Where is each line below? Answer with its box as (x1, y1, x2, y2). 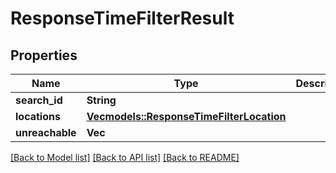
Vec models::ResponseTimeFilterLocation (86, 110, 287, 123)
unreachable (15, 126, 77, 139)
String (86, 93, 117, 107)
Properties (10, 47, 78, 64)
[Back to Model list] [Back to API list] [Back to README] (10, 152, 240, 163)
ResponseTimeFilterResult (10, 7, 235, 30)
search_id (15, 93, 63, 107)
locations (15, 110, 61, 123)
